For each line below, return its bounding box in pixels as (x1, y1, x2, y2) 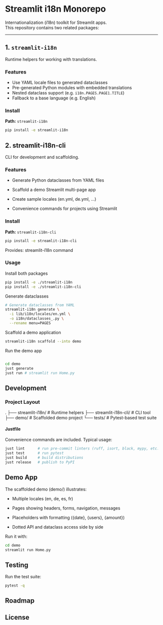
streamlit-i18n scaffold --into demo (5, 339, 81, 344)
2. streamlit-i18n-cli (5, 141, 66, 150)
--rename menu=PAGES (9, 321, 51, 326)
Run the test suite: (5, 574, 41, 580)
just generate (5, 366, 34, 371)
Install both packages (5, 270, 48, 276)
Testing (5, 561, 29, 569)
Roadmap (5, 597, 35, 605)
